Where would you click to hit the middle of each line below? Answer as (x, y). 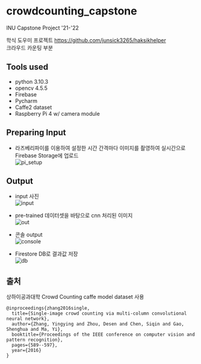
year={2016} (27, 351)
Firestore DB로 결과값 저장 (46, 254)
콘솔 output (29, 235)
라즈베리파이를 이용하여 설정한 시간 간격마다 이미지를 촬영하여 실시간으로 (100, 148)
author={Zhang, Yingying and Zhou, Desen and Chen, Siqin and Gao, (98, 324)
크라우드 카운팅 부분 (29, 48)
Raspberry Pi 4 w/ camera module (57, 113)
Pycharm (26, 101)
